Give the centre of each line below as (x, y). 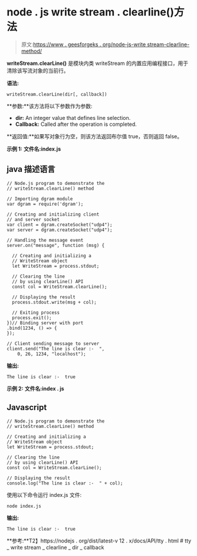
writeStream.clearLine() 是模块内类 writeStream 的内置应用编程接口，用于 (98, 63)
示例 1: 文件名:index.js (34, 149)
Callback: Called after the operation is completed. (76, 124)
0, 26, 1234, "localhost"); (52, 354)
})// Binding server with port (45, 323)
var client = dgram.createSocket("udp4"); (60, 225)
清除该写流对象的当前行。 (38, 70)
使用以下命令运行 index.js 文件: (44, 495)
